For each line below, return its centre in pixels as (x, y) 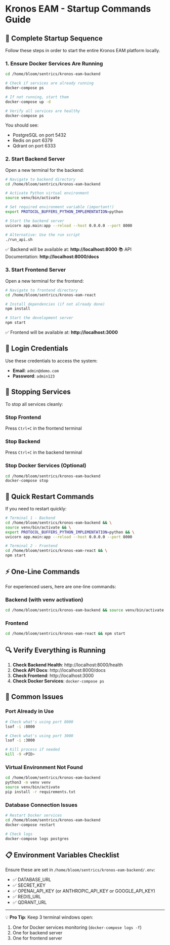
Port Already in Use (30, 711)
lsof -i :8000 (20, 727)
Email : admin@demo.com (36, 370)
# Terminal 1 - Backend (30, 518)
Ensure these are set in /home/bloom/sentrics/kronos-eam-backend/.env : (80, 870)
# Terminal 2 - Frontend (31, 546)
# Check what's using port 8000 (39, 722)
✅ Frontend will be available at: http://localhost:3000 (61, 332)
